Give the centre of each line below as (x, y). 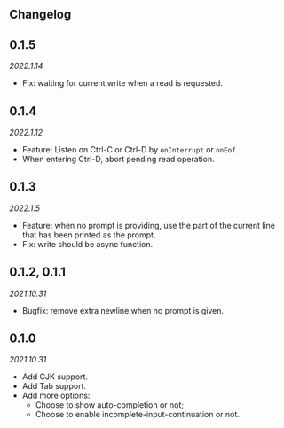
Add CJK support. (55, 377)
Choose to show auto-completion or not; (110, 405)
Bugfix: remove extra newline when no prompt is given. (123, 310)
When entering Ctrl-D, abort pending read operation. (118, 160)
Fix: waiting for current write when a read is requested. (122, 83)
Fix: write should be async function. (87, 244)
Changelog (40, 15)
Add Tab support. (54, 386)
